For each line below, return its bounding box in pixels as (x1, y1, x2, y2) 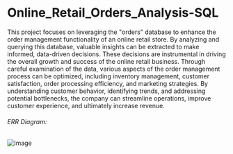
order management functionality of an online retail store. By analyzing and (7, 35, 220, 43)
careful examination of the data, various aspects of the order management (7, 65, 220, 73)
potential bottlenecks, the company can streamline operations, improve (7, 94, 211, 102)
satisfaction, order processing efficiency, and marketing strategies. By (7, 79, 209, 87)
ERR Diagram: (7, 117, 47, 126)
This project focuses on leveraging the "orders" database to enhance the (7, 28, 217, 36)
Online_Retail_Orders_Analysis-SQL (7, 5, 219, 21)
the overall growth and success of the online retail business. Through (7, 57, 206, 65)
